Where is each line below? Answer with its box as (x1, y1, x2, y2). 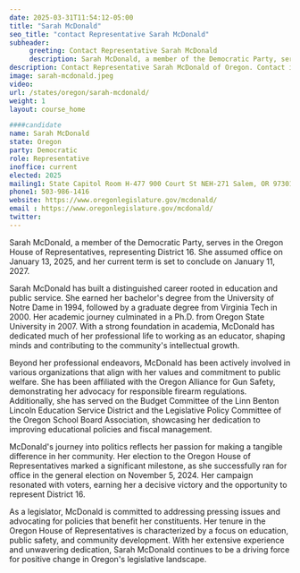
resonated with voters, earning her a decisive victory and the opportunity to (9, 479, 287, 490)
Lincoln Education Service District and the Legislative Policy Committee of (9, 405, 282, 415)
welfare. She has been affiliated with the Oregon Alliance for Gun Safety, (9, 376, 276, 387)
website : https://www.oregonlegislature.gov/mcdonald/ (9, 196, 218, 205)
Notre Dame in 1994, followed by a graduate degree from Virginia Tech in (9, 302, 278, 312)
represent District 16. (9, 489, 87, 500)
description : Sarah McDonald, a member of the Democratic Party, (29, 55, 278, 64)
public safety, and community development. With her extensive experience (9, 535, 285, 545)
